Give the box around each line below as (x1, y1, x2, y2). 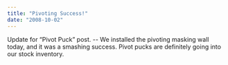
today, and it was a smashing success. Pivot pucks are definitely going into (7, 42, 222, 51)
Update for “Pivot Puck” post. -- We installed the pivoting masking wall (7, 35, 209, 43)
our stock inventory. (7, 49, 64, 58)
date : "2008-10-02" (7, 16, 64, 23)
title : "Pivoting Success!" (7, 10, 89, 17)
